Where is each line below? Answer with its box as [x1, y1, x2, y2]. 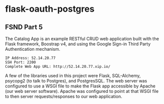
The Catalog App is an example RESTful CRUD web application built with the [5, 36, 159, 42]
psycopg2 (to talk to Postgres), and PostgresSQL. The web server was [5, 78, 147, 83]
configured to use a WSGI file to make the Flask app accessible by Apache [5, 83, 156, 89]
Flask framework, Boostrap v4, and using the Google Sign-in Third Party [5, 41, 151, 47]
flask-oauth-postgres [5, 3, 94, 15]
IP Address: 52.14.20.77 [5, 56, 56, 61]
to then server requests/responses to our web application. [5, 94, 122, 99]
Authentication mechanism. [5, 46, 60, 52]
